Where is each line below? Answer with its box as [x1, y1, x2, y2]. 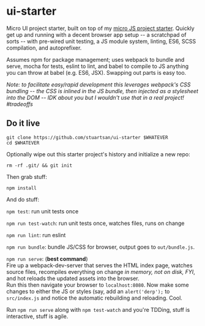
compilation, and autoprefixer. [6, 44, 82, 51]
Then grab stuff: [6, 173, 48, 180]
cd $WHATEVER [6, 140, 40, 146]
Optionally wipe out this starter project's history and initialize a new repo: [6, 150, 191, 157]
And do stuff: [6, 195, 40, 203]
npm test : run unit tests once [6, 207, 79, 215]
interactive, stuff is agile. [6, 313, 69, 320]
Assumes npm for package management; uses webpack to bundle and [6, 56, 185, 63]
